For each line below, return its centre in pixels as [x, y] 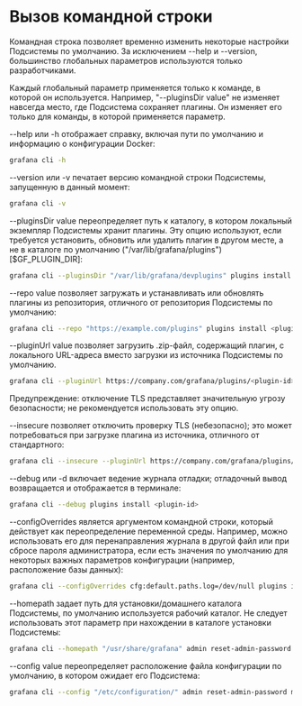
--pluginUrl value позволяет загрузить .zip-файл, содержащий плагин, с [147, 345]
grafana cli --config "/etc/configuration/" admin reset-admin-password [148, 692]
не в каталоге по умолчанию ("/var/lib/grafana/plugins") [116, 249]
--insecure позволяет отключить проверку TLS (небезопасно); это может [151, 426]
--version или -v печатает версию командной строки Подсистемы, [138, 177]
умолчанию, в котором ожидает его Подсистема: [105, 675]
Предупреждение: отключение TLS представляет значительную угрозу [147, 399]
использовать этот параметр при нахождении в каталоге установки [140, 622]
